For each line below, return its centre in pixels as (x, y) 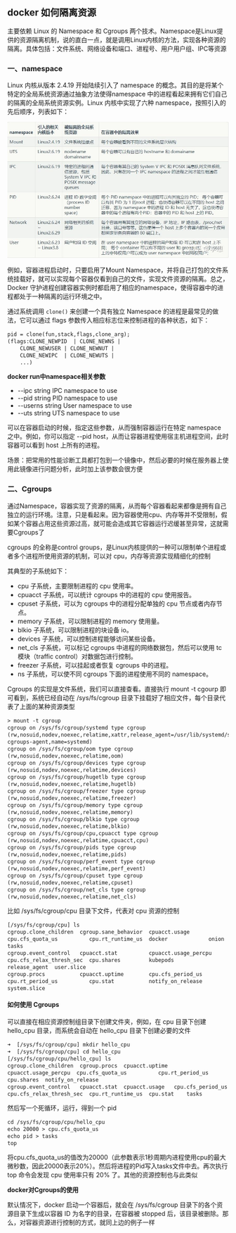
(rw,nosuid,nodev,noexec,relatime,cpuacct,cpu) (78, 840)
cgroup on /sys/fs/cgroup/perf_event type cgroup (81, 861)
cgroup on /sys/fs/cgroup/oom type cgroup (70, 749)
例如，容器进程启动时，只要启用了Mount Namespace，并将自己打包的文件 (115, 270)
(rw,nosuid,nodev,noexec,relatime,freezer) (72, 798)
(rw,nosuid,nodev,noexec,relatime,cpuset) (70, 882)
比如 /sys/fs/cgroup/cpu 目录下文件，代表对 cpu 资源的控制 (93, 910)
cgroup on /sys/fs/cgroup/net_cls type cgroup (77, 889)
